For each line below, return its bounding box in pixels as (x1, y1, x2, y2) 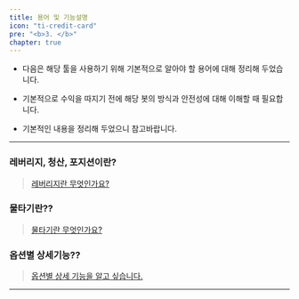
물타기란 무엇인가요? (30, 224, 102, 235)
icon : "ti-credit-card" (9, 21, 98, 30)
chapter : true (9, 37, 62, 47)
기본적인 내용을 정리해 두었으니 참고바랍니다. (21, 124, 178, 134)
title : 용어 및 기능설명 (9, 12, 89, 22)
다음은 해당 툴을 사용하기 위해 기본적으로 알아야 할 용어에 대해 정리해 (21, 63, 260, 74)
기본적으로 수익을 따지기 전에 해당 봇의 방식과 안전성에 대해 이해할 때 (21, 93, 260, 104)
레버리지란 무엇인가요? (30, 178, 109, 189)
